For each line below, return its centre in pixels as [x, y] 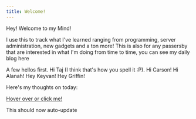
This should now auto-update [42, 110]
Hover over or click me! [34, 98]
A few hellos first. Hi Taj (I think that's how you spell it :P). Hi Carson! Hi [92, 69]
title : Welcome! [26, 11]
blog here [18, 58]
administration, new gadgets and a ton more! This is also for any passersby [97, 46]
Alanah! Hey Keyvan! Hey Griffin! [45, 76]
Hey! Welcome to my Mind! [39, 28]
